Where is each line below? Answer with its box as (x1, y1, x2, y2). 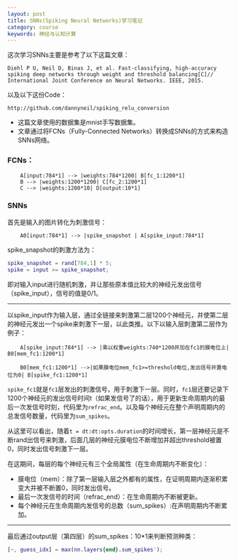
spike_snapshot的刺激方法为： (7, 245, 97, 254)
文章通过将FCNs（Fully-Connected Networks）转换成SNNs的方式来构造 (17, 127, 229, 136)
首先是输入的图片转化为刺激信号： (7, 217, 107, 226)
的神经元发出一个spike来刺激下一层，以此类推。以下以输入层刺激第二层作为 (7, 319, 228, 328)
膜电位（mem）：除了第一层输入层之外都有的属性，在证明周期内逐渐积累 (17, 474, 228, 483)
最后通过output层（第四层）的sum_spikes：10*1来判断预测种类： (7, 532, 198, 540)
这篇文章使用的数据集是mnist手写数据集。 (17, 118, 140, 126)
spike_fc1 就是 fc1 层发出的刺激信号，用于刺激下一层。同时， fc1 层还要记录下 (7, 384, 229, 393)
